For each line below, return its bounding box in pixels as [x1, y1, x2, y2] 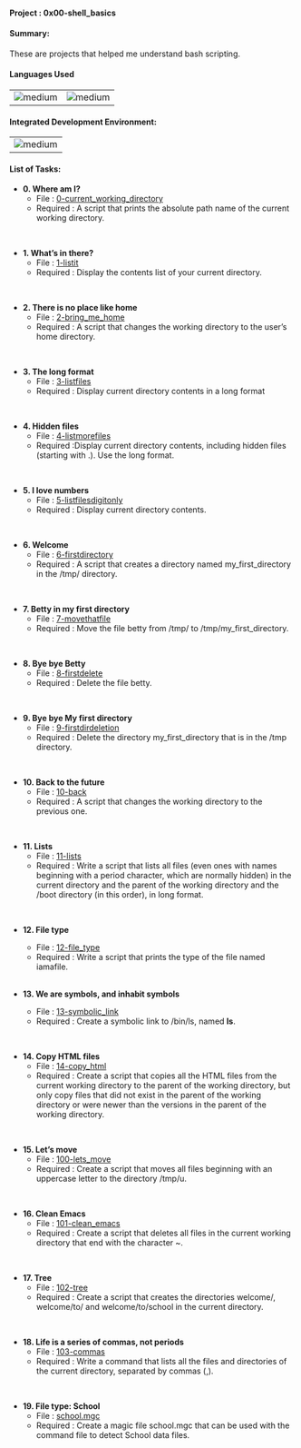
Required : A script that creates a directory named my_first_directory [35, 559, 292, 570]
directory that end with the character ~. [35, 1237, 184, 1248]
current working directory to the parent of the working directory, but [35, 1080, 291, 1091]
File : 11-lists [35, 850, 82, 862]
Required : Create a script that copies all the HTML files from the [35, 1070, 277, 1081]
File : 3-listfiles [35, 376, 92, 387]
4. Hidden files [22, 421, 80, 431]
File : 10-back [35, 787, 87, 798]
